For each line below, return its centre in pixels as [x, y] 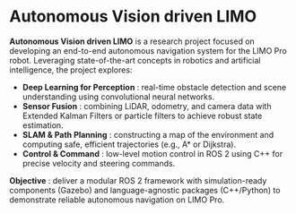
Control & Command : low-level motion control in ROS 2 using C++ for [152, 153]
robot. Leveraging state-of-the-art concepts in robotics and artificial [135, 60]
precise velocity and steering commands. [99, 163]
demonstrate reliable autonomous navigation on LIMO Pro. [117, 200]
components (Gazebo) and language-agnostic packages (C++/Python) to [145, 190]
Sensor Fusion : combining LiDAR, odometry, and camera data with [147, 106]
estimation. [43, 125]
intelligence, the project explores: [71, 70]
